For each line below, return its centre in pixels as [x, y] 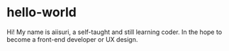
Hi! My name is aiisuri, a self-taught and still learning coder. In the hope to [114, 32]
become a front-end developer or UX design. [72, 39]
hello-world [42, 12]
